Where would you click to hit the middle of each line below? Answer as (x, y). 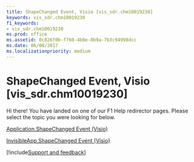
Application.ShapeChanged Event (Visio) (57, 129)
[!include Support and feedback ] (46, 152)
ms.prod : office (27, 34)
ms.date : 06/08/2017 (32, 46)
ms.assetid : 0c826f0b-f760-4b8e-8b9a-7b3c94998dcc (72, 40)
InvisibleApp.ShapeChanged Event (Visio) (58, 140)
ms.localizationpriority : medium (48, 51)
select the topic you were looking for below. (61, 117)
